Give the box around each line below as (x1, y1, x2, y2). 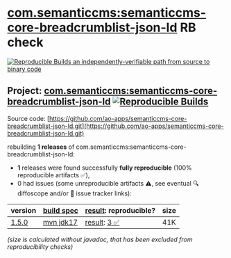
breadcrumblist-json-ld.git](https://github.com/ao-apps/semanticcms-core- (7, 122, 224, 130)
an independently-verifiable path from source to (72, 57, 210, 65)
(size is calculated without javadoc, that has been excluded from (7, 235, 193, 243)
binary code (7, 65, 42, 73)
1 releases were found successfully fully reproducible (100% (17, 163, 192, 172)
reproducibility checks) (7, 242, 74, 251)
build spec (42, 205, 78, 215)
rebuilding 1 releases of (7, 143, 75, 151)
